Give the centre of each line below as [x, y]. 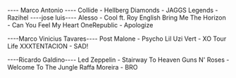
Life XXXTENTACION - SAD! [48, 46]
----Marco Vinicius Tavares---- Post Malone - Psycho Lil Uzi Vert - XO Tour [117, 39]
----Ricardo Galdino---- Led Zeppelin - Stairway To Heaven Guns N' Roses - [118, 60]
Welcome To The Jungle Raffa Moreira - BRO [73, 67]
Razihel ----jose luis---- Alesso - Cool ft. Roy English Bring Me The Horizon [117, 18]
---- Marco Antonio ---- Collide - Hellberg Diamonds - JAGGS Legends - [113, 10]
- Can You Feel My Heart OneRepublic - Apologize [80, 25]
